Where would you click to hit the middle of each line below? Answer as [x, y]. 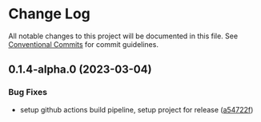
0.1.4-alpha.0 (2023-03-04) [80, 70]
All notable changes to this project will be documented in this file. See [123, 36]
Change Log [49, 14]
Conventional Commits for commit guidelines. [83, 44]
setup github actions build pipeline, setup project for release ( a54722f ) [137, 109]
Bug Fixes [28, 92]
